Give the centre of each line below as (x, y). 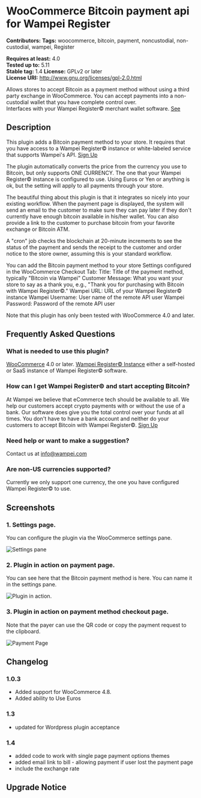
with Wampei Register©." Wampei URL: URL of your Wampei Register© (94, 290)
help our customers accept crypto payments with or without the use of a (96, 406)
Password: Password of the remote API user (61, 303)
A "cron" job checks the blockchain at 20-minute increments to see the (94, 241)
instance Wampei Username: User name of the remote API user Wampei (95, 297)
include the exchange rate (47, 769)
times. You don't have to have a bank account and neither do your (88, 419)
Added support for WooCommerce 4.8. (63, 692)
